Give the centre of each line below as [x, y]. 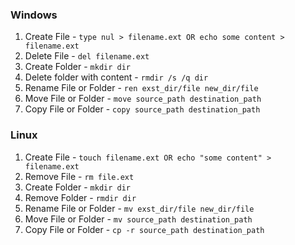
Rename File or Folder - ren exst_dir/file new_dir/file [141, 88]
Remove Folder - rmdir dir [80, 197]
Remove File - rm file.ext [79, 176]
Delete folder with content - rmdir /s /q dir [116, 77]
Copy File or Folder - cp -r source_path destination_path [144, 229]
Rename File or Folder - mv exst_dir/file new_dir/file [139, 208]
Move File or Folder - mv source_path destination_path [138, 219]
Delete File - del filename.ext [87, 56]
